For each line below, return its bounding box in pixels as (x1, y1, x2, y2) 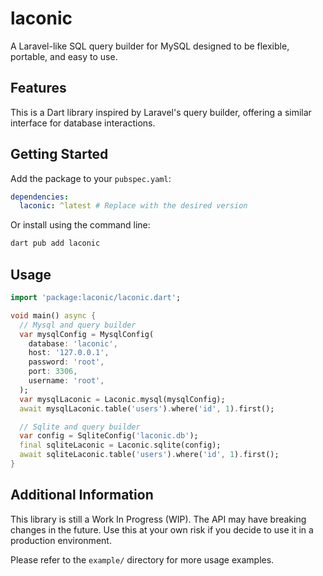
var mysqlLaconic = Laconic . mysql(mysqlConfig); (19, 394, 226, 404)
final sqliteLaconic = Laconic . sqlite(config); (19, 440, 222, 451)
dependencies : (10, 192, 70, 202)
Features (10, 80, 67, 97)
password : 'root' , (28, 357, 105, 367)
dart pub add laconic (10, 238, 101, 249)
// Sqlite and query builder (19, 422, 141, 432)
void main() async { (10, 310, 97, 321)
